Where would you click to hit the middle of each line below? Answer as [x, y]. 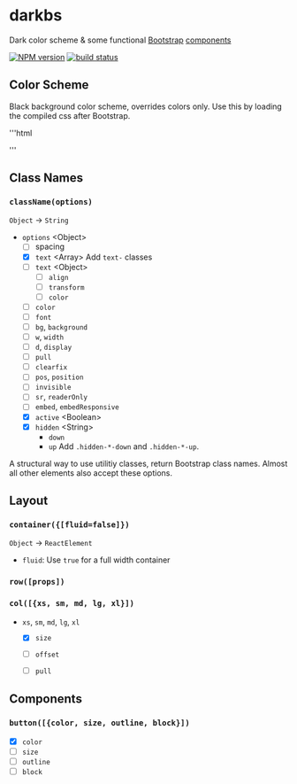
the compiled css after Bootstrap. [70, 115]
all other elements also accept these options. [91, 473]
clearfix [51, 368]
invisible [53, 388]
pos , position [59, 376]
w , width [49, 337]
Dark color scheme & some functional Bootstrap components [120, 40]
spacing [49, 247]
